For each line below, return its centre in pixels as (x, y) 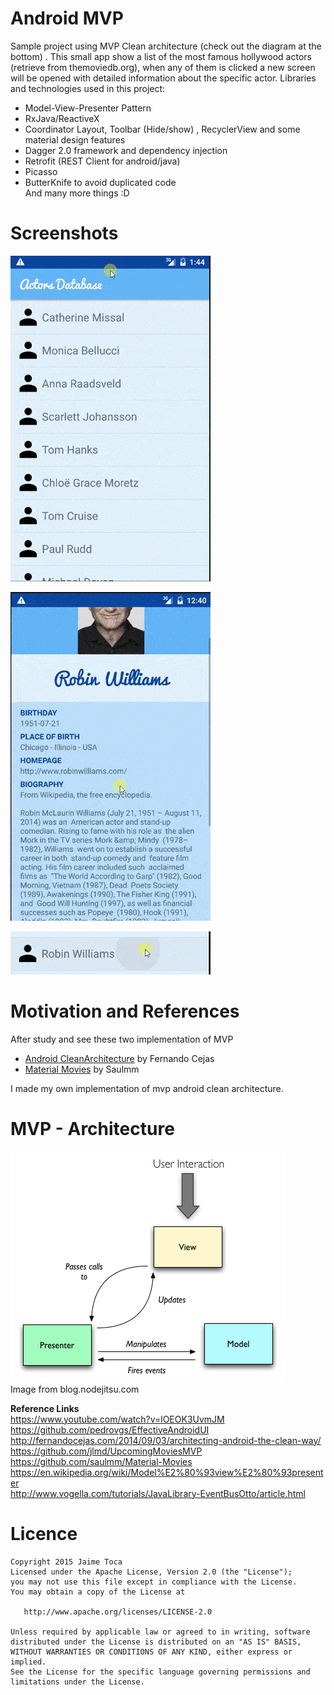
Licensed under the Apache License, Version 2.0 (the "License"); (151, 1572)
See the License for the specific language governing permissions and (160, 1672)
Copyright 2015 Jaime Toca (66, 1562)
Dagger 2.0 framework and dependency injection (126, 150)
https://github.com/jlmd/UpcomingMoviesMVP (106, 1451)
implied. (28, 1662)
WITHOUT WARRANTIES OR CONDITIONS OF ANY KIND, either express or (151, 1652)
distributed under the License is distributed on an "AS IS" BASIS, (156, 1642)
